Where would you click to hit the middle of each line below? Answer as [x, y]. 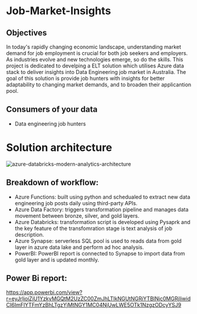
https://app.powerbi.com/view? [44, 292]
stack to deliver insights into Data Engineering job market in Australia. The [96, 72]
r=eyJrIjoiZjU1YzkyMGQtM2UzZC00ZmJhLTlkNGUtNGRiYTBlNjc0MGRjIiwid [98, 299]
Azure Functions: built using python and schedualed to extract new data [102, 197]
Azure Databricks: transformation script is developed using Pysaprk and [102, 222]
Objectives [27, 33]
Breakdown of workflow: [52, 182]
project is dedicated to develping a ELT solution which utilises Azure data [95, 66]
